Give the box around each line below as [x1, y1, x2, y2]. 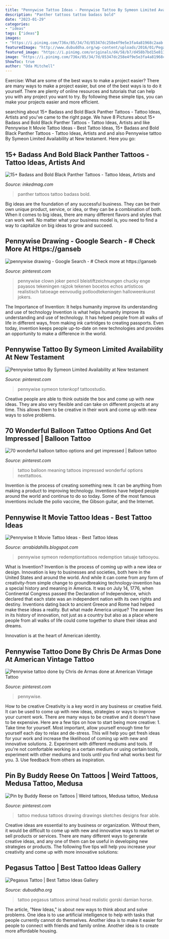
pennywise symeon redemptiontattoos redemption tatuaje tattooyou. [17, 554, 160, 560]
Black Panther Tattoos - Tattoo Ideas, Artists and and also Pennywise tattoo [5, 130, 162, 136]
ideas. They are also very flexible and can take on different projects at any [5, 401, 159, 407]
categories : [5, 21, 30, 27]
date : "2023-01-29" [5, 17, 46, 22]
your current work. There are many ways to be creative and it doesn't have [5, 714, 160, 720]
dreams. [5, 623, 23, 629]
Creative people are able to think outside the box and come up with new [5, 396, 154, 402]
